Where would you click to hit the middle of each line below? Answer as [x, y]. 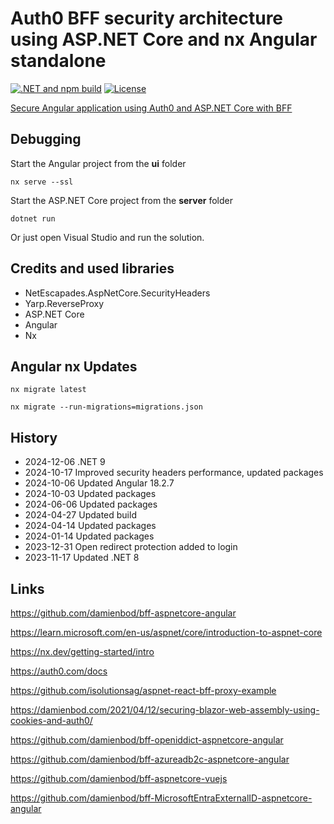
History [34, 437]
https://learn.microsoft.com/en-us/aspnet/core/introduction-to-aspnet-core [166, 632]
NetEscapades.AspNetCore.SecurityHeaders [117, 293]
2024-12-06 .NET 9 [65, 462]
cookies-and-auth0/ [51, 720]
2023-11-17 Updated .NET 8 [82, 558]
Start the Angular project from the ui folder [98, 163]
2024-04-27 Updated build [80, 515]
